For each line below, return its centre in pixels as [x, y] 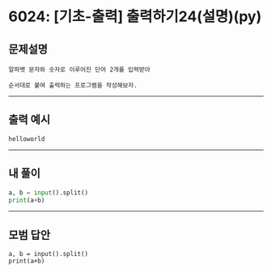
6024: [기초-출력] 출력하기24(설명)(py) [135, 17]
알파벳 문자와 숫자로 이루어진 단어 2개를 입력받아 [79, 70]
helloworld [27, 139]
